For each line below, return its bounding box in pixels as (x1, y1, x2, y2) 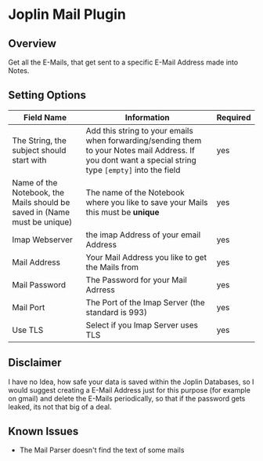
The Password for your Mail (85, 274, 188, 285)
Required (216, 112, 251, 123)
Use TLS (12, 324, 44, 335)
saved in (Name (12, 207, 70, 218)
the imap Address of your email (85, 229, 201, 240)
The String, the (12, 135, 67, 146)
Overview (8, 37, 57, 50)
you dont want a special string (85, 155, 197, 166)
